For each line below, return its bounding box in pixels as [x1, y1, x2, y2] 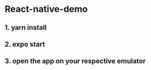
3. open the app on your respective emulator [4, 57, 146, 66]
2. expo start [4, 40, 45, 48]
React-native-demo [4, 3, 88, 15]
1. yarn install [4, 23, 47, 32]
